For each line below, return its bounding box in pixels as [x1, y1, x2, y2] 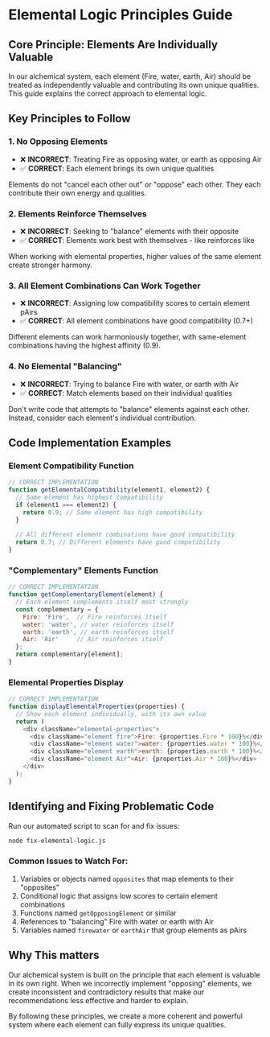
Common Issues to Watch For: [8, 855, 129, 866]
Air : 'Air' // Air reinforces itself [22, 636, 163, 644]
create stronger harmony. [8, 260, 93, 270]
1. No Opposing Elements [8, 136, 108, 147]
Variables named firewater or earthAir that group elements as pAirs [19, 925, 247, 935]
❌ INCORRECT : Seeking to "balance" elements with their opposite [19, 226, 239, 236]
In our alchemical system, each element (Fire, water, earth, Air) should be [8, 72, 252, 81]
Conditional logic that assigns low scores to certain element [19, 891, 219, 900]
